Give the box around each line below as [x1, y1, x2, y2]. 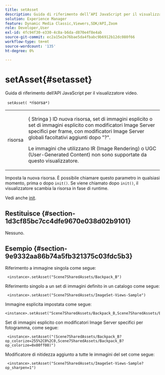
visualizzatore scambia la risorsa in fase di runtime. [5, 186, 109, 191]
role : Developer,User [5, 26, 50, 31]
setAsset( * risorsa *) [7, 99, 50, 106]
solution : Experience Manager [5, 16, 67, 21]
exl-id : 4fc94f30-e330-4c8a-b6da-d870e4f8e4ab [5, 30, 102, 35]
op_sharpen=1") [5, 365, 36, 371]
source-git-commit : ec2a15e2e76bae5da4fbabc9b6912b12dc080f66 [5, 35, 135, 40]
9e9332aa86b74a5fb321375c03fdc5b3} [5, 252, 133, 260]
